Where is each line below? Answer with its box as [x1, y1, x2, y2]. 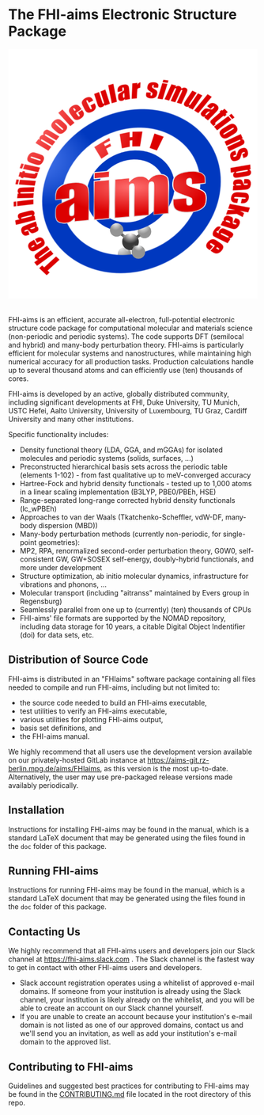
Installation [8, 804, 65, 817]
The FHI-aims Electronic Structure [8, 6, 237, 24]
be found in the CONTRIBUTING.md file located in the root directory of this [8, 1090, 251, 1098]
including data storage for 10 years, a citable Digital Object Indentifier [19, 622, 246, 631]
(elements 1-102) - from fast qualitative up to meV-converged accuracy [19, 470, 251, 480]
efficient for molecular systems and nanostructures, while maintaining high [8, 348, 251, 358]
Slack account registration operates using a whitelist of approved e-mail [19, 978, 255, 988]
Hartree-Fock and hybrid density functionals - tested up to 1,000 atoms [19, 478, 252, 488]
